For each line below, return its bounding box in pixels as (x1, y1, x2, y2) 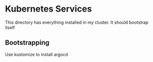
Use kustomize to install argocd (5, 51, 68, 57)
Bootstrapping (5, 39, 50, 47)
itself (5, 24, 15, 30)
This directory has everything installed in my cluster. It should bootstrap (5, 19, 149, 25)
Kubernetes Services (5, 3, 92, 15)
